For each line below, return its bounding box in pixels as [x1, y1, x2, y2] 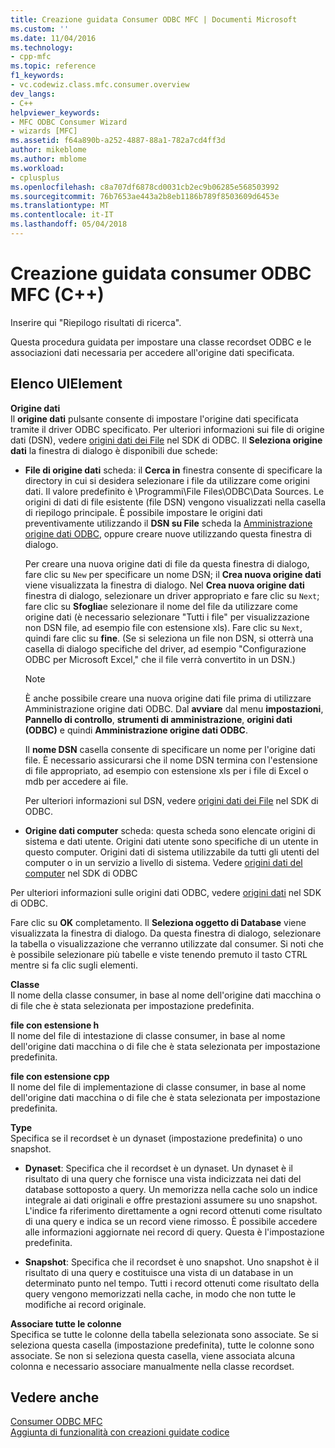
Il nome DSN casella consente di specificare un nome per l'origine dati [24, 743, 316, 755]
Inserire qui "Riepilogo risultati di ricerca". [10, 316, 182, 328]
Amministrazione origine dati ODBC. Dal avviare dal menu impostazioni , [24, 702, 324, 715]
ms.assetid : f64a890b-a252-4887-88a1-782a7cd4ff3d [10, 136, 226, 146]
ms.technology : [10, 42, 74, 53]
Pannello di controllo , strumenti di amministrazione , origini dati [24, 713, 293, 725]
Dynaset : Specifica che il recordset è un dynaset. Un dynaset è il [24, 1162, 293, 1174]
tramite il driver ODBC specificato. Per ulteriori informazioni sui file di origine [10, 423, 325, 435]
